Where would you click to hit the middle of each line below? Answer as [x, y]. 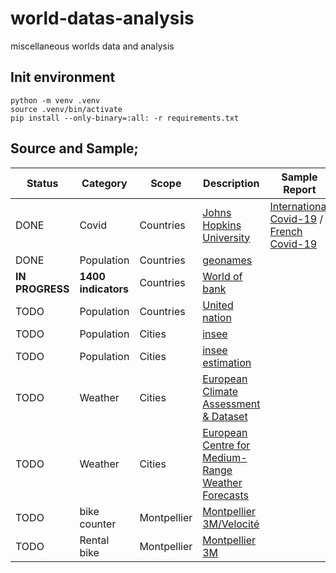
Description [231, 183]
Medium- [225, 457]
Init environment [63, 77]
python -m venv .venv [55, 100]
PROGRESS [42, 289]
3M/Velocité [231, 524]
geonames [227, 260]
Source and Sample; [74, 148]
